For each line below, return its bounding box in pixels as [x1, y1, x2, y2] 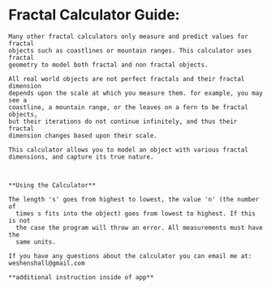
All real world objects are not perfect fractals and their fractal [8, 74, 245, 83]
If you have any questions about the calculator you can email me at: [8, 252, 252, 260]
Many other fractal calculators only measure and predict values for [8, 32, 249, 40]
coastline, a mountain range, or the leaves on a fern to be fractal [8, 103, 249, 111]
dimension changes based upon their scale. [8, 131, 158, 139]
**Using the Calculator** [8, 181, 96, 189]
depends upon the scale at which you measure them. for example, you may [8, 89, 264, 97]
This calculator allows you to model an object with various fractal [8, 146, 249, 154]
